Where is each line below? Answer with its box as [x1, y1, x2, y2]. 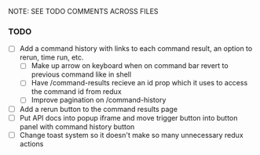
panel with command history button [19, 121, 135, 132]
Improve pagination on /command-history [31, 96, 167, 105]
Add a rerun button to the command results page [19, 104, 178, 114]
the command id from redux [31, 87, 122, 96]
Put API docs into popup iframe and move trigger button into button [19, 113, 238, 122]
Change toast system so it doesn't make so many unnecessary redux [19, 130, 244, 139]
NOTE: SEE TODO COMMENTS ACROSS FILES [8, 7, 159, 16]
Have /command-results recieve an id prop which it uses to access [31, 78, 248, 88]
